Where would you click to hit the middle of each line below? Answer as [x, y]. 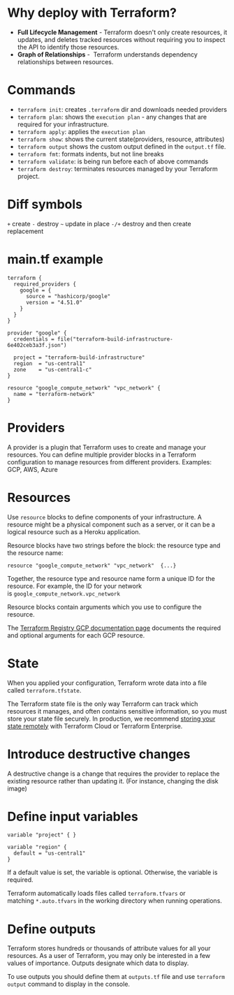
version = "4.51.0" [54, 302]
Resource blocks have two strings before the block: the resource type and [114, 545]
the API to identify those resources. [68, 47]
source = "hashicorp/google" [68, 296]
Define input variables [73, 817]
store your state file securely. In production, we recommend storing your [111, 718]
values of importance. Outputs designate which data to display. [98, 963]
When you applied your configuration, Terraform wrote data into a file [107, 683]
